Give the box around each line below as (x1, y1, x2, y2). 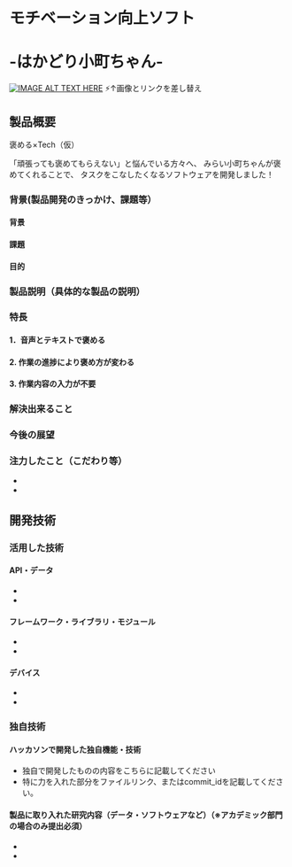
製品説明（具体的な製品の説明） (9, 285, 146, 298)
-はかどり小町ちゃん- (9, 52, 164, 72)
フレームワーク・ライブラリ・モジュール (9, 616, 157, 627)
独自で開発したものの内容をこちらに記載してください (21, 765, 216, 776)
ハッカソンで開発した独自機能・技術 (9, 744, 142, 755)
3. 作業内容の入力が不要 (9, 378, 96, 390)
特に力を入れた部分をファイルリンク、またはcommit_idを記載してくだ (21, 777, 276, 787)
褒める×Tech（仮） (9, 139, 80, 150)
